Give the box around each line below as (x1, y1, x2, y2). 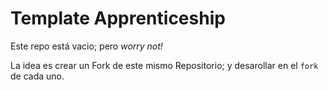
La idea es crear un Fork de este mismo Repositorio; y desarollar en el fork (10, 59, 319, 71)
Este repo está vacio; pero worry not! (10, 40, 163, 52)
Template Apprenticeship (10, 7, 226, 30)
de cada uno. (10, 70, 65, 82)
